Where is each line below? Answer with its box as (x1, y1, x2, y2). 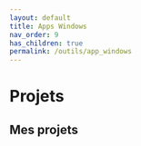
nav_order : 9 (9, 30, 59, 39)
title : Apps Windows (9, 22, 88, 31)
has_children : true (9, 38, 84, 48)
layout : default (9, 13, 71, 23)
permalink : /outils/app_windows (9, 47, 132, 56)
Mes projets (9, 122, 79, 137)
